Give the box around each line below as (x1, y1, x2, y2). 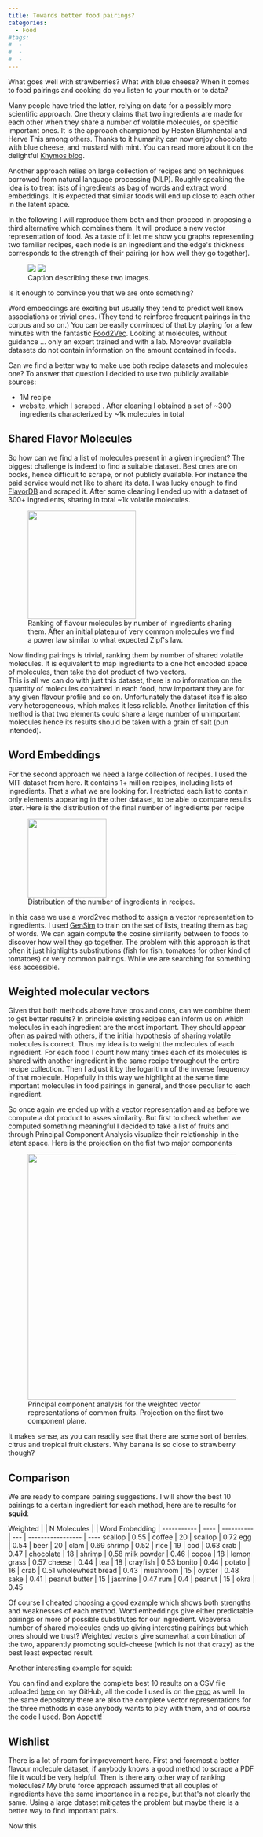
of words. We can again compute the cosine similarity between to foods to (8, 928, 249, 938)
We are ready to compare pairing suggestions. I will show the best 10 (8, 1492, 232, 1502)
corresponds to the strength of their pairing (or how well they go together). (8, 248, 250, 257)
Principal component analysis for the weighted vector (27, 1399, 201, 1409)
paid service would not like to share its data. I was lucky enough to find (8, 478, 238, 487)
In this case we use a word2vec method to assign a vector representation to (8, 912, 254, 921)
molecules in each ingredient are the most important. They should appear (8, 1023, 246, 1032)
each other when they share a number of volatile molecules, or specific (8, 117, 239, 127)
